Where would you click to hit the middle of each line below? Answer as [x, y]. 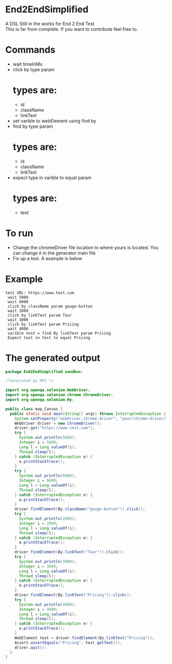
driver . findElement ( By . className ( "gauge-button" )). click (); [80, 509]
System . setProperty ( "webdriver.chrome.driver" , [66, 418]
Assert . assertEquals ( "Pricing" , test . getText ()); [69, 642]
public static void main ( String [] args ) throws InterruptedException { [88, 414]
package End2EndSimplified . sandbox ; [44, 372]
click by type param [34, 69]
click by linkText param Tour [40, 315]
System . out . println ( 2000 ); [48, 519]
